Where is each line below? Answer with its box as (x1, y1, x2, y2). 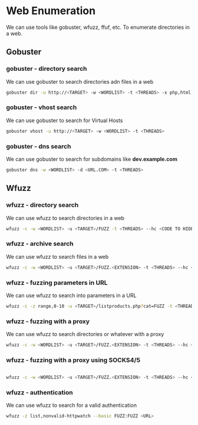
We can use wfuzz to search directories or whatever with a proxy (6, 331, 164, 338)
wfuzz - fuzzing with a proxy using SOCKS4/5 (6, 355, 140, 364)
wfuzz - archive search (6, 240, 74, 248)
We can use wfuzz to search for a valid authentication (6, 402, 137, 409)
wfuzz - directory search (6, 201, 79, 209)
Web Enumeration (6, 4, 96, 18)
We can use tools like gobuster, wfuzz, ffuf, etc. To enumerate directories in (6, 24, 190, 31)
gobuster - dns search (6, 142, 71, 150)
